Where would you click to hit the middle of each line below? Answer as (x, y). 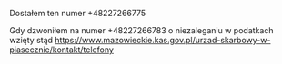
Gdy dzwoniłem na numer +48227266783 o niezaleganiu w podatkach (141, 30)
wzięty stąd (31, 40)
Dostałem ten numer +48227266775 (78, 13)
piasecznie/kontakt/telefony (61, 50)
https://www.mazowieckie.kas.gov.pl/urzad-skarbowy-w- (162, 40)
